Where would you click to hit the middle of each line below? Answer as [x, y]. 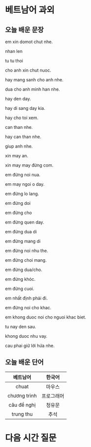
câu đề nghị [22, 405]
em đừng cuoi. [20, 289]
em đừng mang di [23, 241]
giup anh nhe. [19, 146]
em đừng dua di [21, 232]
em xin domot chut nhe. [29, 42]
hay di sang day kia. [25, 108]
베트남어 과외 [30, 10]
